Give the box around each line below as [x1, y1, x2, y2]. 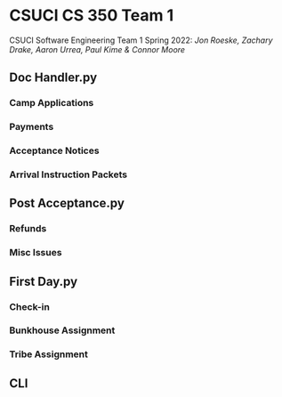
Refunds [9, 223, 47, 235]
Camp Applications [9, 97, 94, 109]
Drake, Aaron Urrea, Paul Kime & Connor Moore [9, 44, 185, 54]
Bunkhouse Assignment [9, 324, 116, 336]
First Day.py [9, 273, 78, 289]
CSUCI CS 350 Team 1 [9, 5, 174, 26]
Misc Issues [9, 247, 62, 259]
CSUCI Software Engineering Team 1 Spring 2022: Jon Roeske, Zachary [9, 35, 273, 45]
